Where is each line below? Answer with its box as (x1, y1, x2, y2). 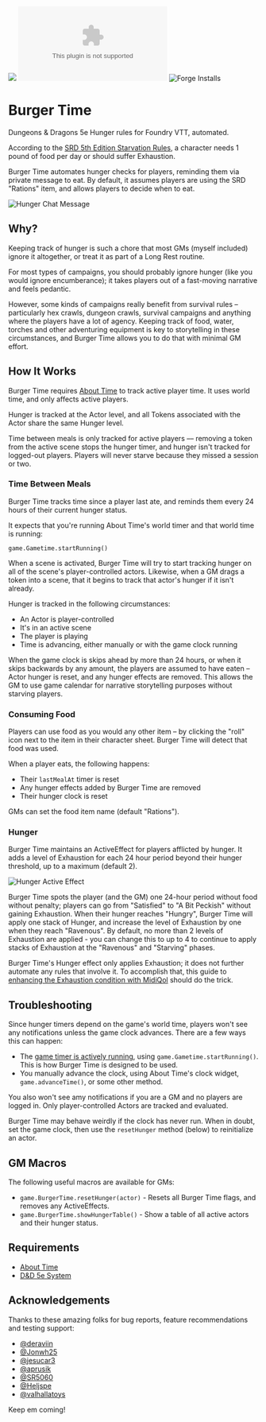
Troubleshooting (8, 998, 93, 1012)
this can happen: (8, 1036, 64, 1046)
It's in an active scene (19, 622, 92, 632)
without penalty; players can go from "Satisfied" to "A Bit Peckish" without (8, 901, 252, 910)
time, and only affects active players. (8, 394, 129, 404)
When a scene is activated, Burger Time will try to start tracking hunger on (8, 558, 252, 568)
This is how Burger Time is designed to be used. (19, 1060, 179, 1070)
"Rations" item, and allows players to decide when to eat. (8, 184, 195, 193)
